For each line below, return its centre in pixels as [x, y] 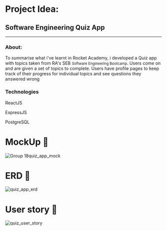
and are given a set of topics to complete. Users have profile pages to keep [82, 68]
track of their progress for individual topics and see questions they [73, 74]
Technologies [22, 92]
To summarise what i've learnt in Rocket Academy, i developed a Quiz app [81, 58]
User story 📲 [31, 209]
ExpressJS [16, 112]
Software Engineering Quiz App [55, 28]
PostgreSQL [17, 122]
